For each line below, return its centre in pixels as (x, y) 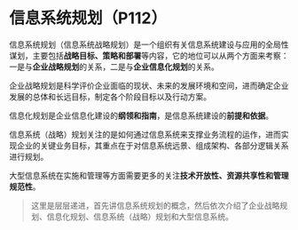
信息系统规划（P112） (88, 18)
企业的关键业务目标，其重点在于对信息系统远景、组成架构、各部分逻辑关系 (153, 145)
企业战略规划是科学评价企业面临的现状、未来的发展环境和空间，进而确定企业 (149, 85)
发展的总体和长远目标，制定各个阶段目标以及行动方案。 (110, 96)
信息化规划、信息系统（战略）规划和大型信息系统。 (140, 216)
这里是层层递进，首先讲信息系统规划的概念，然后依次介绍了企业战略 (155, 205)
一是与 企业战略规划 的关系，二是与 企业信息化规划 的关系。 (114, 67)
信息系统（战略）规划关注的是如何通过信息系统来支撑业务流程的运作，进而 (145, 134)
